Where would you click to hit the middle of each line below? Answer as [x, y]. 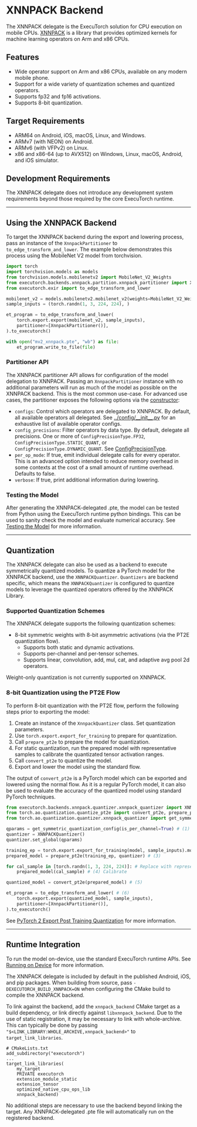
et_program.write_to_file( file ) [56, 347]
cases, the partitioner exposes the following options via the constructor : [93, 400]
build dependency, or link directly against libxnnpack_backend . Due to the [94, 1013]
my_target [29, 1069]
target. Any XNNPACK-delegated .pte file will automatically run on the [90, 1111]
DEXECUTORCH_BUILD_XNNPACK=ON [43, 989]
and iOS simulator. [37, 160]
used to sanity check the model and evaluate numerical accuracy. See [91, 520]
